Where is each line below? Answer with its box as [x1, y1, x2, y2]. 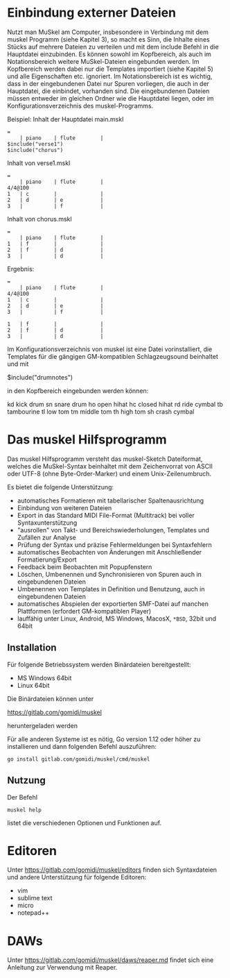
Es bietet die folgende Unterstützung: [7, 482, 114, 491]
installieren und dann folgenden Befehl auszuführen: [7, 742, 157, 750]
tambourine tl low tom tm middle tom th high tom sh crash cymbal [7, 407, 195, 416]
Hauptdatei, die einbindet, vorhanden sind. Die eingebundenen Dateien [7, 87, 210, 95]
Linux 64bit [17, 681, 50, 689]
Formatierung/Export [17, 555, 78, 564]
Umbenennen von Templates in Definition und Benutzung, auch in [17, 584, 205, 593]
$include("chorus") [7, 146, 64, 153]
